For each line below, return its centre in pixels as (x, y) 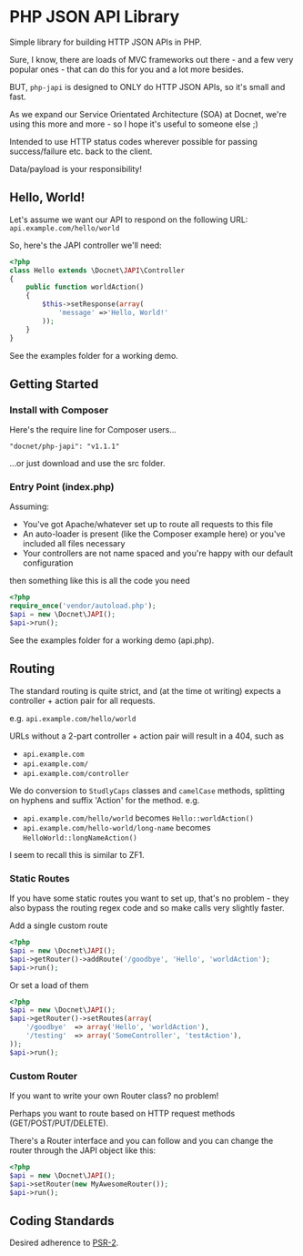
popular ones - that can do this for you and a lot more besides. (126, 69)
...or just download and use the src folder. (87, 464)
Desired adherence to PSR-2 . (64, 1243)
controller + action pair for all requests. (83, 700)
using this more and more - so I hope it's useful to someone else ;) (134, 124)
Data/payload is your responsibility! (76, 168)
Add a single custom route (59, 925)
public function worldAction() (85, 287)
